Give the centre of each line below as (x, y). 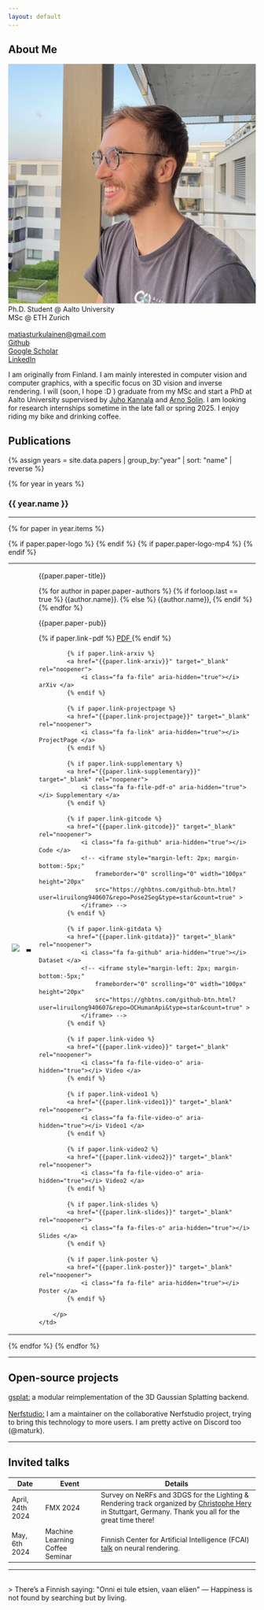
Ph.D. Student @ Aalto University (62, 309)
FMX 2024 (62, 1508)
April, (20, 1499)
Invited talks (39, 1462)
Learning (60, 1539)
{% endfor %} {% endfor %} (54, 1346)
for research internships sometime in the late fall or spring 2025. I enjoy (124, 408)
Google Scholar (33, 351)
